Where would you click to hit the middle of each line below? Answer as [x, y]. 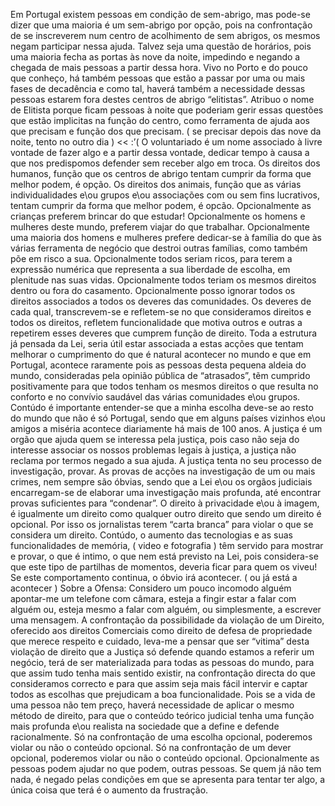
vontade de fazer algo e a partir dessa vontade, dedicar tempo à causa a [160, 152]
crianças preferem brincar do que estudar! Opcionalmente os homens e [158, 216]
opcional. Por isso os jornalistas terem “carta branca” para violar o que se [162, 524]
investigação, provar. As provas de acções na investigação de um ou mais [163, 471]
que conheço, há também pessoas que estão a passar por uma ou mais [158, 78]
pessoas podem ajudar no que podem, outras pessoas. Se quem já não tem [166, 768]
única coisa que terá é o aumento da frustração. [109, 790]
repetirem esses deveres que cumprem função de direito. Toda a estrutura [164, 333]
